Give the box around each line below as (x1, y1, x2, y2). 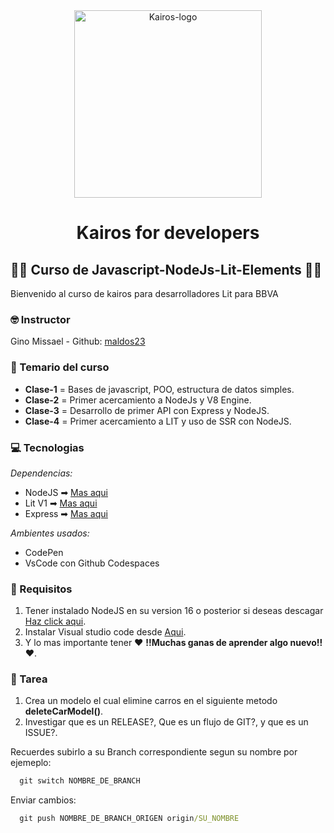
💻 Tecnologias (10, 440, 85, 454)
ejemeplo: (10, 757, 52, 769)
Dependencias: (10, 467, 73, 479)
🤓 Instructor (10, 312, 71, 326)
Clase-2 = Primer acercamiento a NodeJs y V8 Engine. (24, 394, 252, 406)
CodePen (24, 546, 64, 558)
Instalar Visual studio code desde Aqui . (24, 626, 187, 638)
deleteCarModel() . (24, 705, 104, 718)
